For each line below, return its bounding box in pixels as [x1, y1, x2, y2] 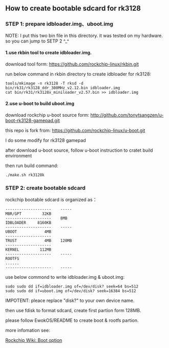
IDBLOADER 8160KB [5, 220, 52, 226]
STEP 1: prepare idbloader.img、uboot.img [5, 21, 114, 28]
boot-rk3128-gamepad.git [5, 117, 60, 124]
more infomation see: [5, 327, 50, 334]
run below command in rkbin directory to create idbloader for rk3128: [5, 71, 152, 77]
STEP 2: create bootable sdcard [5, 185, 86, 192]
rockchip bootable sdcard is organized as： [5, 197, 97, 203]
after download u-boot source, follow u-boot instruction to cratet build [5, 147, 153, 153]
